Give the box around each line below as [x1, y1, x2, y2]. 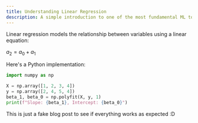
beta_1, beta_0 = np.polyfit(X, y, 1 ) [6, 94, 101, 100]
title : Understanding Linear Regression [6, 8, 107, 15]
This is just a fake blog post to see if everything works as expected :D [6, 110, 176, 117]
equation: [6, 37, 29, 44]
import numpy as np [6, 72, 54, 79]
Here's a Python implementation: [6, 61, 86, 68]
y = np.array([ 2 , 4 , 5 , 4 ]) [6, 89, 75, 95]
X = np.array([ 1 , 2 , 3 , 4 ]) [6, 83, 75, 89]
